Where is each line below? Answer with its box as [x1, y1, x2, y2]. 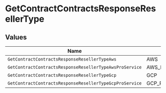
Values [5, 33, 27, 41]
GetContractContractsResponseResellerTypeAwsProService [7, 64, 142, 70]
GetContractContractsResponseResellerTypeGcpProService [7, 81, 142, 86]
